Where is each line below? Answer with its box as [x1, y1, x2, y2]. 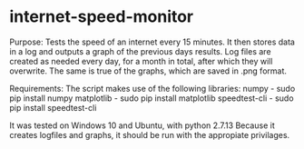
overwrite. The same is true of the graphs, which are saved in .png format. [9, 65, 288, 76]
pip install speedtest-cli [9, 102, 97, 113]
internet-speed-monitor [9, 6, 194, 27]
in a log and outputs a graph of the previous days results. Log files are [9, 45, 271, 56]
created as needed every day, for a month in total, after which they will [9, 55, 273, 66]
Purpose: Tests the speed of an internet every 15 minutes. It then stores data [9, 36, 295, 47]
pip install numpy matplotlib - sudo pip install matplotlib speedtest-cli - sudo [9, 93, 294, 104]
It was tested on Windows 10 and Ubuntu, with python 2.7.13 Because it [9, 120, 275, 131]
